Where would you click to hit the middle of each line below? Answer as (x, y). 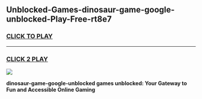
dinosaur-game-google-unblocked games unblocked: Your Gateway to (97, 83)
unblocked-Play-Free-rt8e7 (59, 19)
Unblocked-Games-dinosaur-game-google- (90, 10)
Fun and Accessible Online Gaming (51, 89)
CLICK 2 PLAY (27, 59)
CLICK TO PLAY (29, 37)
